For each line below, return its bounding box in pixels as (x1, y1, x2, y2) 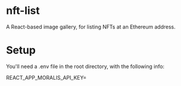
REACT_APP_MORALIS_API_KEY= (6, 74, 87, 81)
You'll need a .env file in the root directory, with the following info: (6, 63, 165, 70)
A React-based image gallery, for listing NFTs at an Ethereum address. (6, 23, 176, 30)
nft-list (6, 4, 40, 17)
